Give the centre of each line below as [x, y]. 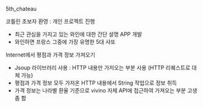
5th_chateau [21, 9]
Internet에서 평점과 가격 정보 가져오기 [51, 55]
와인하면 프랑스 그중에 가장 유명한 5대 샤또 [65, 42]
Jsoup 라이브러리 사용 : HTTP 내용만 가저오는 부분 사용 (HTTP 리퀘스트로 [102, 67]
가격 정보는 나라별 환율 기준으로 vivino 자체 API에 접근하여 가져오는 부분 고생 [106, 90]
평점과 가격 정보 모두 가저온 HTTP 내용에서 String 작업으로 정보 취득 [96, 83]
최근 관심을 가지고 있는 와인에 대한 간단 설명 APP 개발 [78, 34]
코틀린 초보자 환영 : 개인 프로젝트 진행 [50, 21]
